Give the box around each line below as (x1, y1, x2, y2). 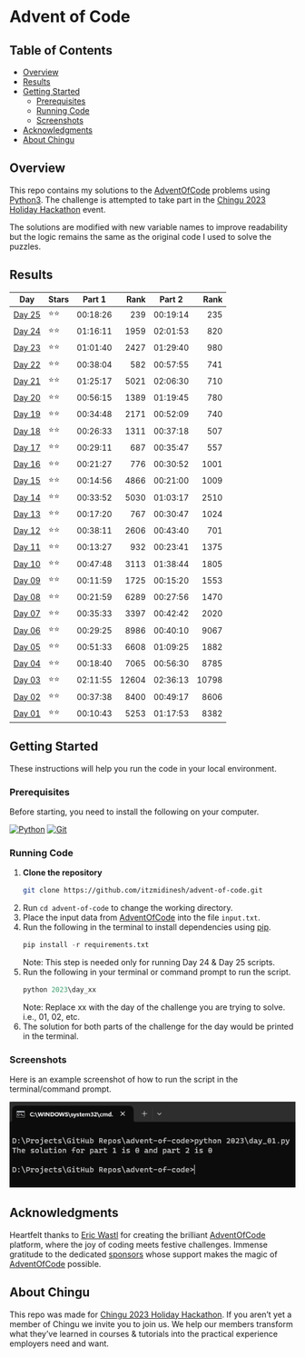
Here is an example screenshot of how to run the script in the (9, 1074, 239, 1085)
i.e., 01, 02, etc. (22, 1011, 80, 1022)
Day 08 (13, 592, 41, 603)
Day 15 (13, 475, 41, 486)
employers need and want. (9, 1338, 109, 1349)
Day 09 (13, 574, 41, 585)
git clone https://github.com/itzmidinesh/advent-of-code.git (22, 886, 263, 895)
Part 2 (159, 294, 183, 305)
